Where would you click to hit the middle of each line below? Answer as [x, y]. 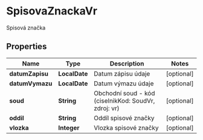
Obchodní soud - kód [124, 93]
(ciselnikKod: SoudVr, [124, 100]
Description [127, 63]
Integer [69, 127]
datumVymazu [31, 84]
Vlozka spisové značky [126, 127]
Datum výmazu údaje [124, 84]
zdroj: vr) [106, 108]
